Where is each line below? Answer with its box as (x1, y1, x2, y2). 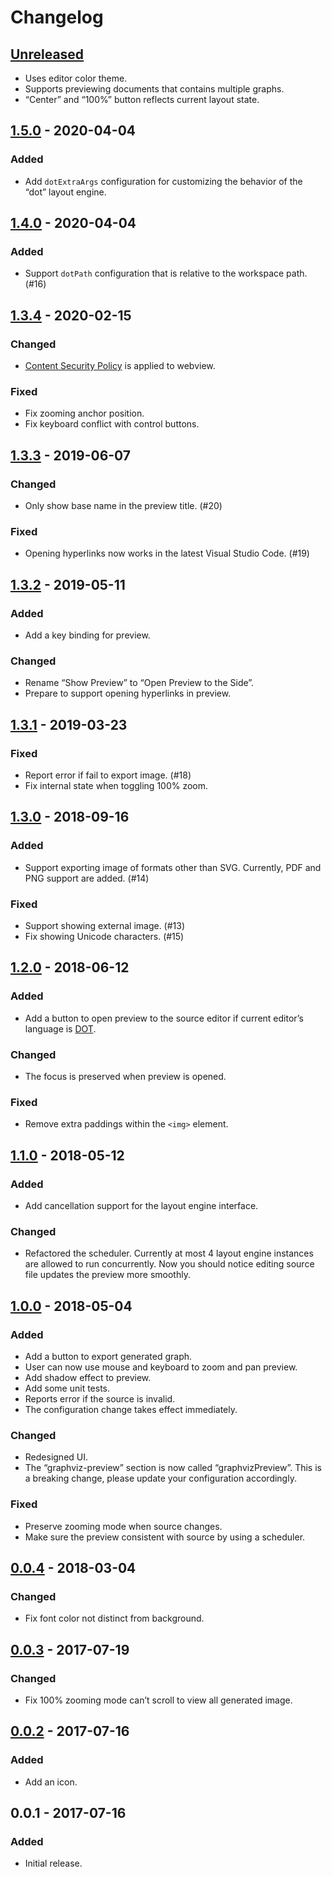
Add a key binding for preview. (24, 629, 151, 641)
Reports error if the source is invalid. (24, 1392, 176, 1405)
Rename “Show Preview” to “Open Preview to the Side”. (24, 677, 255, 689)
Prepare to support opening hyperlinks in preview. (24, 687, 232, 700)
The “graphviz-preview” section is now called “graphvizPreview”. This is (24, 1462, 322, 1474)
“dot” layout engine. (24, 186, 107, 198)
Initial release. (24, 1857, 83, 1870)
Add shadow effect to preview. (24, 1371, 152, 1383)
